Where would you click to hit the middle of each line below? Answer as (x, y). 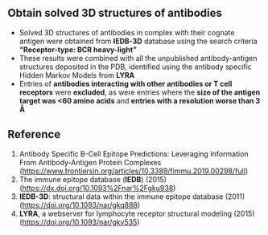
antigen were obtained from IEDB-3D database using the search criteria (138, 41)
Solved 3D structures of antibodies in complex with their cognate (127, 32)
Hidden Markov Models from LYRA (77, 75)
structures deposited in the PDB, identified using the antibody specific (136, 67)
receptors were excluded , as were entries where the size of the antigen (140, 92)
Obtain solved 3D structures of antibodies (115, 13)
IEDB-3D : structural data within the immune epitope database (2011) (132, 197)
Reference (34, 134)
